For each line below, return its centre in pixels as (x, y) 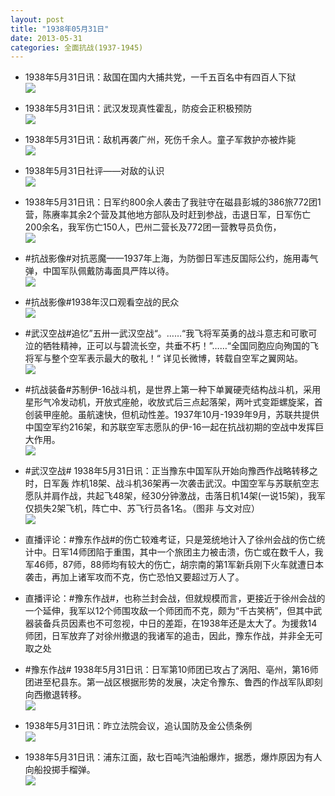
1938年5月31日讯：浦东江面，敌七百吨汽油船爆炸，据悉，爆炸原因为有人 (173, 757)
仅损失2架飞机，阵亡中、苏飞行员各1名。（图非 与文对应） (142, 508)
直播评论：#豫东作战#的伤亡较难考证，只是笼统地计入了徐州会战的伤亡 (170, 540)
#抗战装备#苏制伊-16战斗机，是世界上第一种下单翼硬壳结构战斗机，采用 (173, 390)
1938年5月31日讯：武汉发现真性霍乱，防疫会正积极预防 (138, 108)
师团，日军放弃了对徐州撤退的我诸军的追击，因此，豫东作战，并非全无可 (173, 636)
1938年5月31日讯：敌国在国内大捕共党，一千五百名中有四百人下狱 (160, 77)
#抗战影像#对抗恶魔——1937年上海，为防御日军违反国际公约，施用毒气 (171, 258)
